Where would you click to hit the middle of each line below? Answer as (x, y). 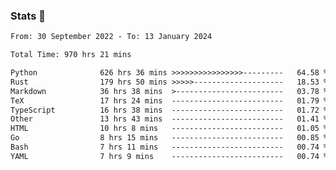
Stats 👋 (28, 16)
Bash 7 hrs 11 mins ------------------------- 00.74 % (169, 147)
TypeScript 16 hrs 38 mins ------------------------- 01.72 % (169, 110)
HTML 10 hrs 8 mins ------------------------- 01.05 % (169, 129)
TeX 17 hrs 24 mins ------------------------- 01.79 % (169, 100)
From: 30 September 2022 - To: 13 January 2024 (111, 37)
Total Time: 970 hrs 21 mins (71, 55)
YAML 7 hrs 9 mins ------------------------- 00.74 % (169, 156)
